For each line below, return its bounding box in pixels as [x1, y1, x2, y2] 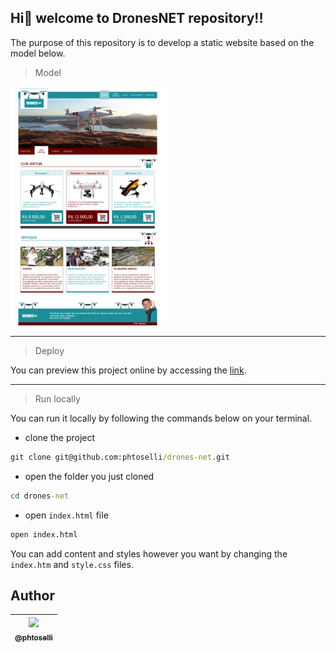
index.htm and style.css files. [10, 558, 134, 570]
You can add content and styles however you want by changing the [10, 547, 288, 560]
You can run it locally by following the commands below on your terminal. [10, 412, 313, 424]
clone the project [24, 431, 96, 443]
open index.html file [24, 509, 109, 521]
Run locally [34, 392, 81, 405]
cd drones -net [10, 491, 70, 501]
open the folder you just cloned [24, 470, 155, 482]
